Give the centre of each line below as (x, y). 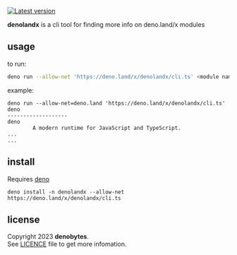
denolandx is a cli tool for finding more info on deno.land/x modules (106, 24)
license (24, 219)
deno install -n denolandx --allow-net (66, 192)
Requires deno (29, 179)
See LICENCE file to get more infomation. (67, 244)
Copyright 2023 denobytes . (48, 237)
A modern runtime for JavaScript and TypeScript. (107, 128)
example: (20, 90)
